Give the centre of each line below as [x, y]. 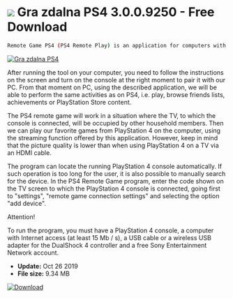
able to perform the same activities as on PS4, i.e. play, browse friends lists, [116, 94]
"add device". [27, 203]
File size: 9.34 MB [44, 274]
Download [37, 27]
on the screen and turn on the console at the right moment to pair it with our [116, 80]
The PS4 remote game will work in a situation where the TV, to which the [112, 115]
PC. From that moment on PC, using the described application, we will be [112, 87]
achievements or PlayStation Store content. [69, 102]
